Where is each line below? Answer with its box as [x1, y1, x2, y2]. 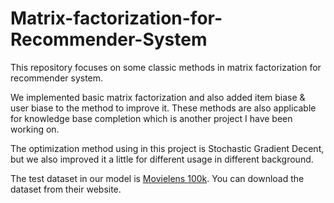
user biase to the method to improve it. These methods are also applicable [10, 102, 317, 114]
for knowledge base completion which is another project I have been [10, 112, 293, 124]
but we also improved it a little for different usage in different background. [10, 153, 314, 165]
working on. [10, 123, 60, 135]
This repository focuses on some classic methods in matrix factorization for [10, 61, 322, 73]
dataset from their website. [10, 183, 122, 195]
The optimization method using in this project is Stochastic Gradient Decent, [10, 142, 325, 154]
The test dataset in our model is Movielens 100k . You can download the [10, 172, 305, 184]
